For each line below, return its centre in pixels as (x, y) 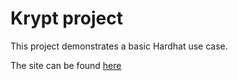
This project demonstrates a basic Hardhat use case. (119, 46)
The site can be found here (66, 65)
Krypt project (66, 18)
